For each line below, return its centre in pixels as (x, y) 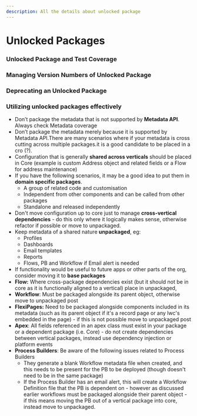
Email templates (43, 250)
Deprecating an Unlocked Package (56, 91)
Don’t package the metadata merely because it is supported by (91, 132)
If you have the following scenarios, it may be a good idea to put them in (102, 175)
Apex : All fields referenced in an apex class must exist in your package (101, 325)
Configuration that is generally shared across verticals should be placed (103, 157)
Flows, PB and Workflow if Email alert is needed (81, 263)
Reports (33, 257)
